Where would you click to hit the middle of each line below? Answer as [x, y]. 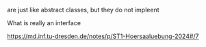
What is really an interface [44, 23]
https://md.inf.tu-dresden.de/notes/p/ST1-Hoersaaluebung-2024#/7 [103, 36]
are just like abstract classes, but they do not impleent [83, 10]
